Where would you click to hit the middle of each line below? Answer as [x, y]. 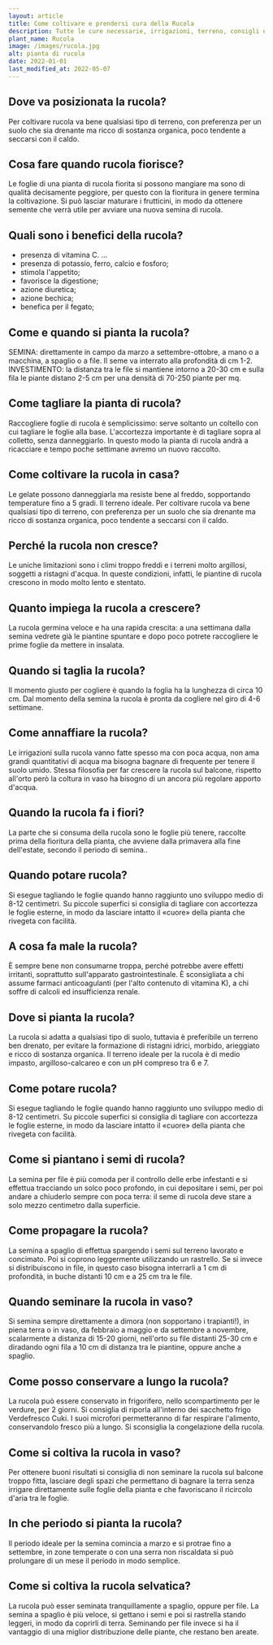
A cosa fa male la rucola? [73, 946]
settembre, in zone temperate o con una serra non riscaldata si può [121, 1551]
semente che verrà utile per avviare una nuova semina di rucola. [116, 210]
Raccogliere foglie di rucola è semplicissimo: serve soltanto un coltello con [133, 423]
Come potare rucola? [63, 1088]
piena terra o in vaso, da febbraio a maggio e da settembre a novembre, [129, 1330]
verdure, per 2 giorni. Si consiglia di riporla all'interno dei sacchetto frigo [130, 1410]
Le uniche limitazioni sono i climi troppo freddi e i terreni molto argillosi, [128, 565]
